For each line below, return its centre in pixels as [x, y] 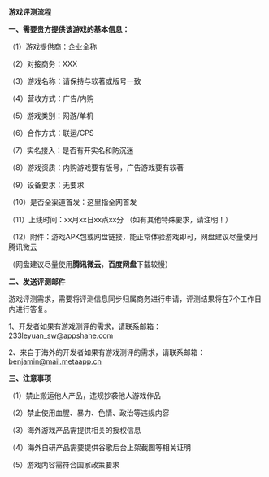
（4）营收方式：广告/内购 [52, 98]
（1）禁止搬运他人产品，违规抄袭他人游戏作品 [85, 396]
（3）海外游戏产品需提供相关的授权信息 [75, 430]
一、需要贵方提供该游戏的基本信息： [69, 29]
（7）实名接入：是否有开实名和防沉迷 [71, 150]
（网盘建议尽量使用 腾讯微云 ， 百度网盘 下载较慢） [90, 264]
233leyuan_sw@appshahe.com [61, 335]
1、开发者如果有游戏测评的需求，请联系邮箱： [85, 326]
